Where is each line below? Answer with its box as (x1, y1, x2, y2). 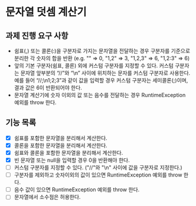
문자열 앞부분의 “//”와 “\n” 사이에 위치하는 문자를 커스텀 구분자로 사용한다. (20, 69, 191, 77)
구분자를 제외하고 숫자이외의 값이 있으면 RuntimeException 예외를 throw (14, 171, 182, 178)
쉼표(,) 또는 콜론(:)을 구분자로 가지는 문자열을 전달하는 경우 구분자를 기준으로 (14, 48, 190, 54)
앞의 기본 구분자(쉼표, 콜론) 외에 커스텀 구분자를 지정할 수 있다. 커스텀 (14, 62, 174, 69)
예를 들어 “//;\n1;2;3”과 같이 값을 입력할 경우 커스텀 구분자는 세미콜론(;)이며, (14, 77, 188, 84)
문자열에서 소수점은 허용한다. (14, 194, 81, 201)
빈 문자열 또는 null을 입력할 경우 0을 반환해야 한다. (14, 157, 130, 164)
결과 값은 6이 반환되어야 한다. (14, 84, 82, 91)
